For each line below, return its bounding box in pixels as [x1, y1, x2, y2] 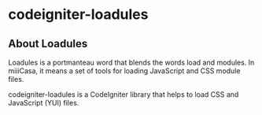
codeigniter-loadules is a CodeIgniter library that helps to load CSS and [8, 90, 239, 99]
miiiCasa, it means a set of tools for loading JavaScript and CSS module [8, 66, 241, 76]
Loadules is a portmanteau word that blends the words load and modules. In [8, 57, 255, 67]
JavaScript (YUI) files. [8, 98, 79, 107]
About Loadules [8, 37, 88, 50]
